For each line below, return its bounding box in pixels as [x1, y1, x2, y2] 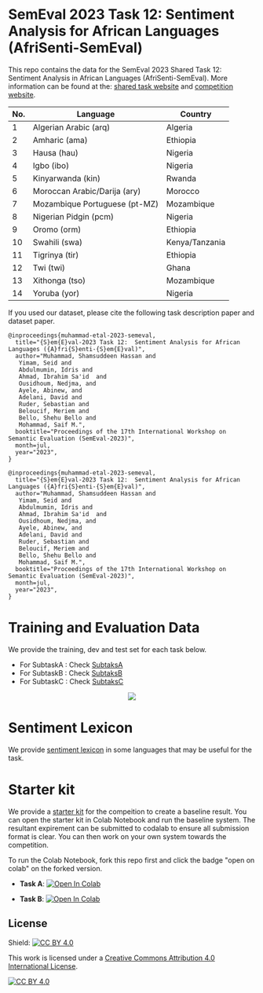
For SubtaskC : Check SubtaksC [19, 676, 124, 686]
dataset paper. [8, 316, 55, 325]
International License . [8, 961, 79, 971]
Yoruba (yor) [32, 288, 80, 299]
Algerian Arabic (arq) [32, 122, 111, 133]
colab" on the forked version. [8, 863, 103, 873]
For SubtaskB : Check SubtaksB [19, 668, 123, 677]
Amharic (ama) [32, 134, 88, 145]
